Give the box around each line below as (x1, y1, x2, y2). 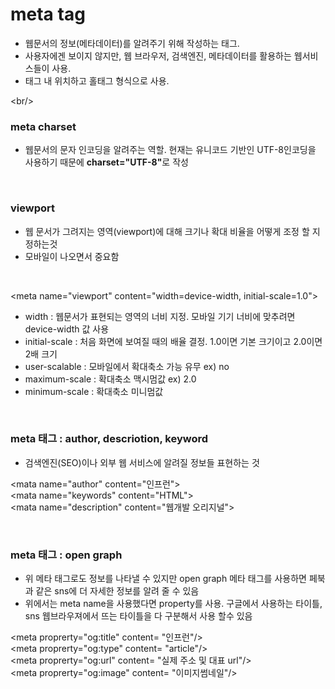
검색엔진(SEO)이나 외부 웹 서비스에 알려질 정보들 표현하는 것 (24, 456, 260, 468)
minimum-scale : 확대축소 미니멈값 (24, 385, 164, 397)
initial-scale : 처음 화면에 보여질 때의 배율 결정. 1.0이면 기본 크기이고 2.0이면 (24, 335, 323, 347)
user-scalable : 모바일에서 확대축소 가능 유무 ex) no (24, 360, 230, 372)
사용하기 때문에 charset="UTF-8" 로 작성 (24, 156, 189, 168)
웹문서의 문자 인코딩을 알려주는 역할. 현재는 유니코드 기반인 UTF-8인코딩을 (24, 144, 317, 156)
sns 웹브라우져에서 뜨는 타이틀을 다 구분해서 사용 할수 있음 (24, 610, 253, 622)
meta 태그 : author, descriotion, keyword (10, 432, 209, 446)
